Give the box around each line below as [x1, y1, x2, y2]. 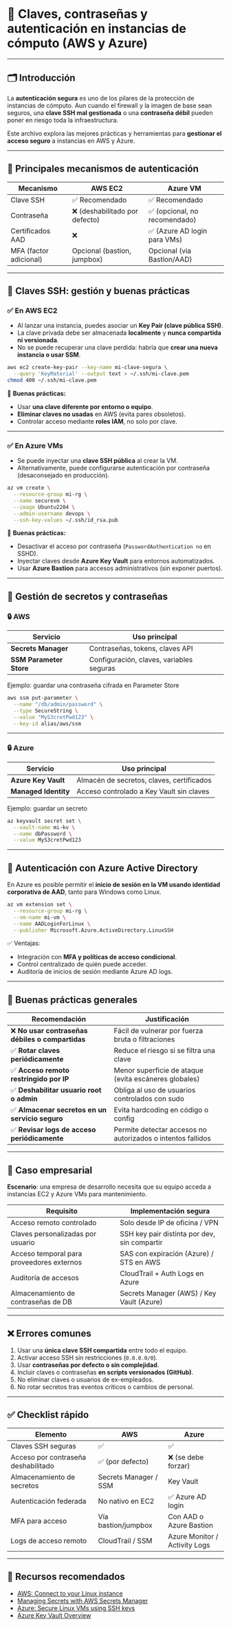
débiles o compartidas [10, 1034, 86, 1044]
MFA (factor [10, 246, 49, 256]
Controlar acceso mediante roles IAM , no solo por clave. [16, 417, 177, 426]
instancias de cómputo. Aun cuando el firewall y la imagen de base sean [7, 101, 212, 110]
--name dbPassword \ [13, 830, 72, 837]
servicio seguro [10, 1114, 63, 1123]
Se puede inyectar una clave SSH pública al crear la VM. [16, 457, 179, 465]
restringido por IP [10, 1074, 69, 1084]
